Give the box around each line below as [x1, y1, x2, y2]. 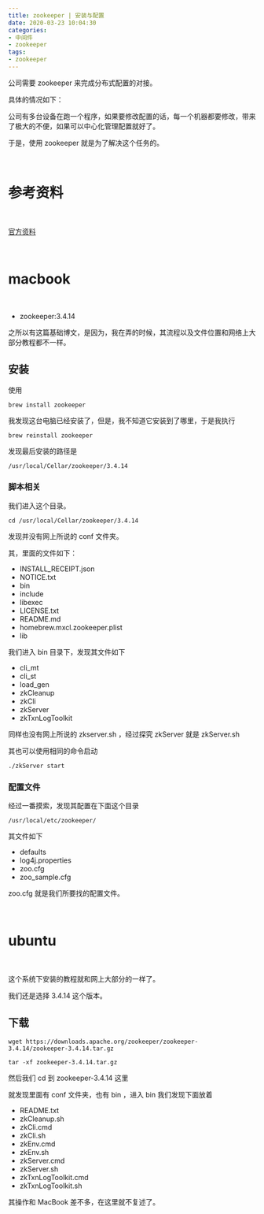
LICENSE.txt [19, 606, 60, 615]
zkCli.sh [19, 1130, 46, 1140]
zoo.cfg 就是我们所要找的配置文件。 [8, 889, 124, 898]
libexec [19, 597, 43, 607]
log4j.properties [19, 856, 72, 865]
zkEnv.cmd [19, 1139, 56, 1149]
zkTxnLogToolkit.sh [19, 1181, 82, 1190]
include [19, 588, 44, 599]
